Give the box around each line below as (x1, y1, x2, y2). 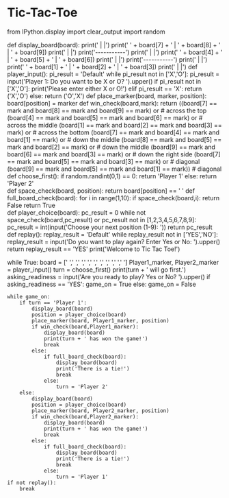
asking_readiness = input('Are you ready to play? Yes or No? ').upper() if (7, 272, 211, 281)
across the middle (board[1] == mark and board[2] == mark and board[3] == (7, 121, 222, 129)
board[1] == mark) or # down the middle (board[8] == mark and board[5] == (7, 135, 222, 143)
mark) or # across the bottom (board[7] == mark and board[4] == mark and (7, 128, 220, 137)
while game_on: (7, 293, 51, 300)
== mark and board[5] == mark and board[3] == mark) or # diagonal (7, 157, 200, 165)
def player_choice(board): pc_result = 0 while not (7, 208, 146, 217)
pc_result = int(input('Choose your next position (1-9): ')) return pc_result (7, 223, 213, 231)
